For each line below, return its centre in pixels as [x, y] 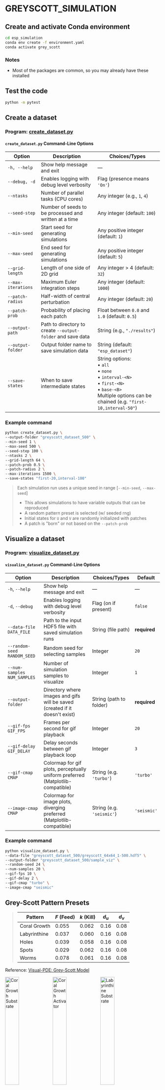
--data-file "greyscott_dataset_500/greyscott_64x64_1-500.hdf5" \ [76, 856]
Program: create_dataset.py [39, 132]
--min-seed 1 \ [21, 442]
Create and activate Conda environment [68, 27]
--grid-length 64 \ [25, 460]
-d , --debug [20, 606]
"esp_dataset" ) [115, 351]
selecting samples [64, 654]
